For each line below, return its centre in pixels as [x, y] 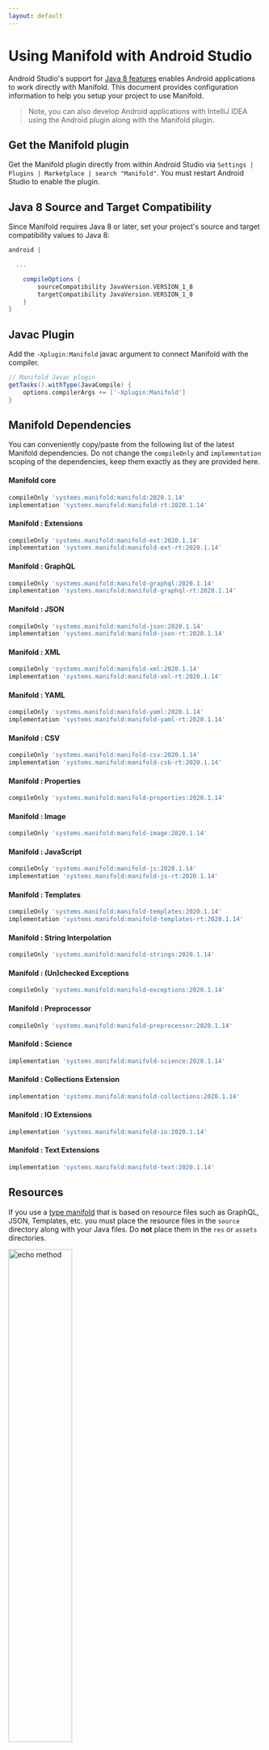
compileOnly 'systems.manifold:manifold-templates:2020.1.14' [115, 912]
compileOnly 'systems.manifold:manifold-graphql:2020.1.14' [112, 583]
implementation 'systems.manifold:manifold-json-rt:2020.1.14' [117, 634]
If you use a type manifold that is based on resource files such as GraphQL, [134, 1212]
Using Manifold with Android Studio [130, 55]
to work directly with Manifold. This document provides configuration [123, 87]
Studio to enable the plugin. [54, 182]
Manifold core [32, 480]
